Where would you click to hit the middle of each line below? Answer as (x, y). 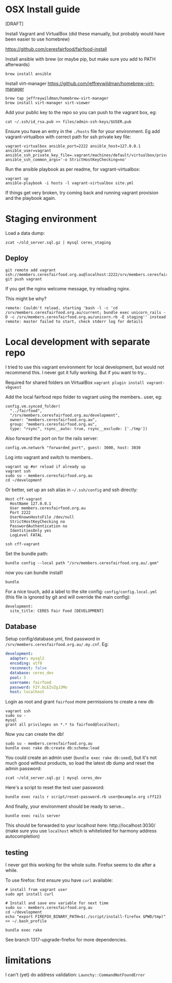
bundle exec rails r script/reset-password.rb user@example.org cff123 (83, 797)
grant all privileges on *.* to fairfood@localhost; (63, 725)
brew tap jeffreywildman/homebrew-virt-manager (57, 98)
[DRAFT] (15, 24)
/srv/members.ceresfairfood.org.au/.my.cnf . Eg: (57, 644)
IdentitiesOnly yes (31, 530)
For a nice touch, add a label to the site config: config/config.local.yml (81, 591)
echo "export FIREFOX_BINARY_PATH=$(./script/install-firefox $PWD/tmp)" (86, 917)
